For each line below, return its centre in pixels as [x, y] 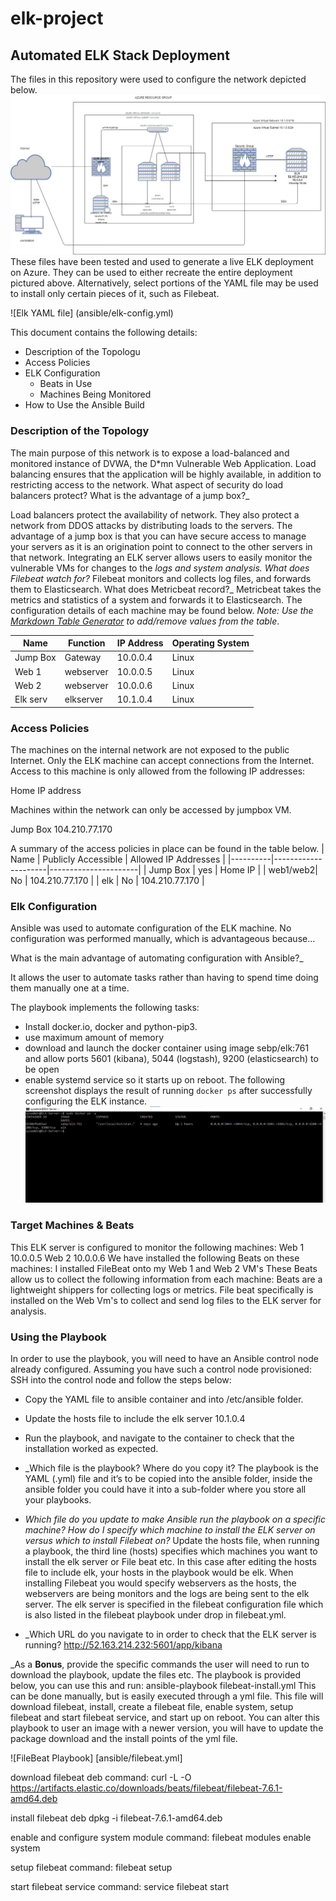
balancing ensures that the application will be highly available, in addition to [166, 474]
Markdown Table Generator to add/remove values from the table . [145, 621]
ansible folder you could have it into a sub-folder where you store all [165, 1489]
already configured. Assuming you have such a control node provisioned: [161, 1369]
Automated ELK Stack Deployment [120, 55]
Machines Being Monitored [95, 394]
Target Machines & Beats [72, 1225]
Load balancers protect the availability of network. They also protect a [155, 514]
